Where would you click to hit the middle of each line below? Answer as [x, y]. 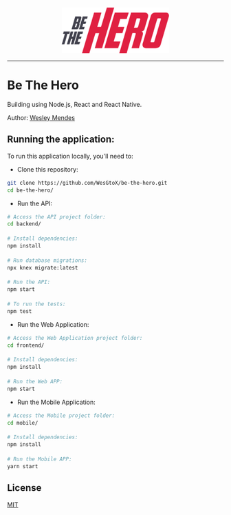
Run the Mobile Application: [56, 402]
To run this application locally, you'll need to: [70, 156]
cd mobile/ [23, 423]
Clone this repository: [47, 169]
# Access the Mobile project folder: [61, 415]
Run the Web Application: [53, 324]
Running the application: [61, 140]
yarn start [23, 466]
